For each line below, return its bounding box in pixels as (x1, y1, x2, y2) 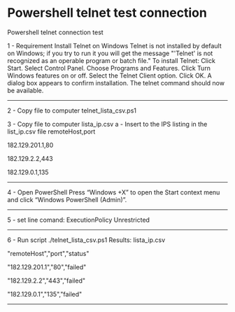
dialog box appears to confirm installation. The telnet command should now (7, 78, 225, 87)
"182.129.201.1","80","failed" (7, 262, 87, 271)
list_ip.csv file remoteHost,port (7, 127, 96, 136)
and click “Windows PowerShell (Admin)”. (7, 195, 127, 204)
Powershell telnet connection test (7, 28, 104, 36)
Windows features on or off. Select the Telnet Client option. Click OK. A (7, 71, 212, 80)
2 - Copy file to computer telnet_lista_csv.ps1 (7, 106, 136, 115)
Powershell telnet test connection (7, 5, 208, 21)
